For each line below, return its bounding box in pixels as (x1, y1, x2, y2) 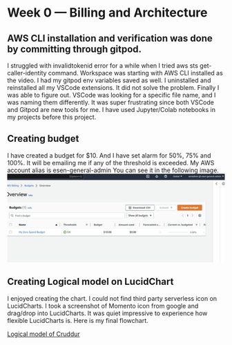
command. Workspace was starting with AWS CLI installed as (48, 69, 223, 77)
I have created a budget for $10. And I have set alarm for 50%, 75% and (7, 151, 211, 160)
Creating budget (7, 133, 79, 144)
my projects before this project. (7, 113, 97, 121)
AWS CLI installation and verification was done (7, 32, 213, 44)
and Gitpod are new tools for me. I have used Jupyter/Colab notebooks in (7, 106, 216, 113)
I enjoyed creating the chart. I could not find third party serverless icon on (7, 294, 217, 302)
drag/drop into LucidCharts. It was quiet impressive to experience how (7, 309, 208, 317)
